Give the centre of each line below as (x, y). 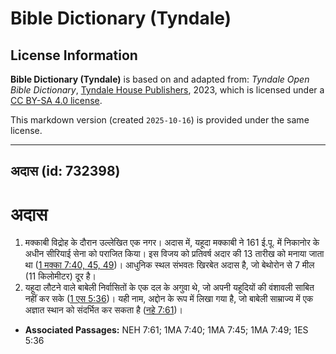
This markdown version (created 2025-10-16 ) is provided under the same (160, 120)
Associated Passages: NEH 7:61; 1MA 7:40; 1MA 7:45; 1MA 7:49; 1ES (166, 330)
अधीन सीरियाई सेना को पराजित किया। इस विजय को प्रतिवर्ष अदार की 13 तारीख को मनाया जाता (174, 254)
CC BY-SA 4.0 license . (56, 100)
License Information (74, 55)
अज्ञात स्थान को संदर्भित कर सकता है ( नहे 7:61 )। (103, 310)
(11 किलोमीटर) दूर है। (60, 276)
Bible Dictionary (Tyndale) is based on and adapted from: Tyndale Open (160, 79)
